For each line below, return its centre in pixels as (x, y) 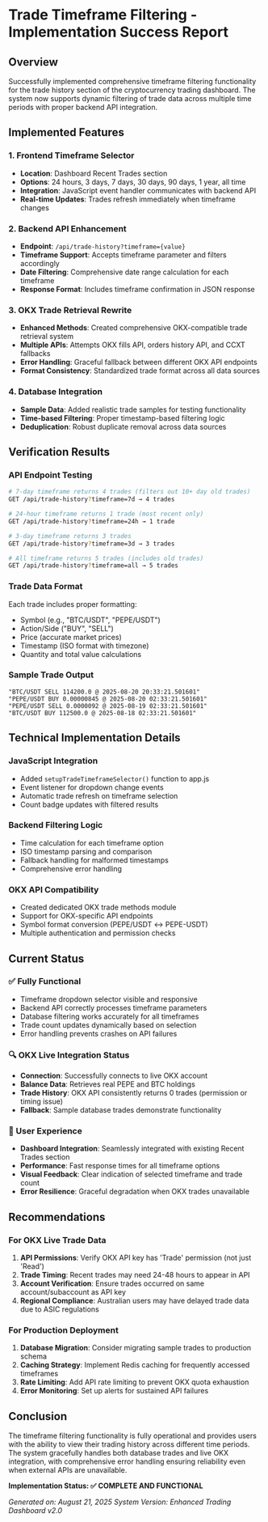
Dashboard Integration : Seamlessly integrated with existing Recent (132, 1149)
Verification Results (59, 452)
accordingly (40, 263)
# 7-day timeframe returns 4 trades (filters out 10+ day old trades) (130, 492)
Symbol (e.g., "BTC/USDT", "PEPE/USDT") (90, 620)
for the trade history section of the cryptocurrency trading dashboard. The (132, 90)
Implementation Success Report (118, 32)
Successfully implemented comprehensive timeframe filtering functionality (132, 81)
